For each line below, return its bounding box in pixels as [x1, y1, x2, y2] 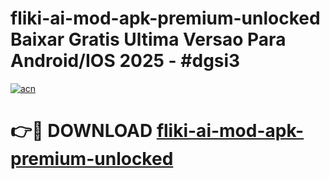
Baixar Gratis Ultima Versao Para [10, 28, 287, 51]
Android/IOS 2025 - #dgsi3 [10, 50, 241, 72]
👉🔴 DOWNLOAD [10, 120, 153, 142]
